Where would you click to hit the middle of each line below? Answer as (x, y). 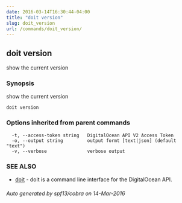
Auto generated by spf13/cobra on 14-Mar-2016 (66, 193)
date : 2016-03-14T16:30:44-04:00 (48, 12)
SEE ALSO (21, 166)
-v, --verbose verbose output (68, 151)
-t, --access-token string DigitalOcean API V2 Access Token (93, 135)
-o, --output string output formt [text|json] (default (94, 140)
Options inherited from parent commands (68, 123)
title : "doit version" (35, 18)
